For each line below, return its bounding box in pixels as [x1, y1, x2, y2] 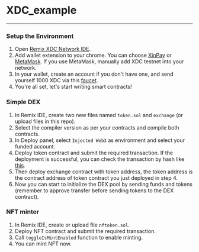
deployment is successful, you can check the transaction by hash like [14, 155, 185, 163]
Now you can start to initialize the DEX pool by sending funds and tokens [14, 180, 192, 188]
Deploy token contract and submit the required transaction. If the [14, 149, 174, 156]
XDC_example [6, 4, 77, 17]
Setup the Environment [6, 32, 74, 40]
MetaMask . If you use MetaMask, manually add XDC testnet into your [14, 58, 184, 65]
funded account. [14, 143, 56, 150]
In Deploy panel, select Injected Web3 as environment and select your [14, 137, 185, 144]
